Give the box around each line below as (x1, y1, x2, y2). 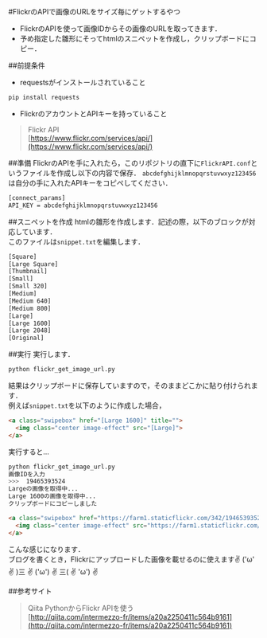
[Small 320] (8, 282, 48, 291)
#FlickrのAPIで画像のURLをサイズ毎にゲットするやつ (8, 7, 181, 16)
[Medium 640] (8, 297, 52, 305)
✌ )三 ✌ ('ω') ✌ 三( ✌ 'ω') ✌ (8, 566, 99, 576)
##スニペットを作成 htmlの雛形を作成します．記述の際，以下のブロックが (8, 217, 249, 226)
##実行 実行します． (8, 350, 75, 359)
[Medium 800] (8, 304, 52, 312)
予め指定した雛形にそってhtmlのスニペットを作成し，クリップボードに (19, 34, 250, 43)
